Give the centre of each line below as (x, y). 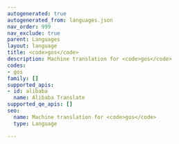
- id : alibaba (28, 91)
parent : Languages (34, 40)
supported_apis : (31, 85)
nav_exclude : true (34, 33)
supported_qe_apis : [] (40, 104)
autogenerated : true (37, 14)
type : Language (35, 123)
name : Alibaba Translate (49, 98)
